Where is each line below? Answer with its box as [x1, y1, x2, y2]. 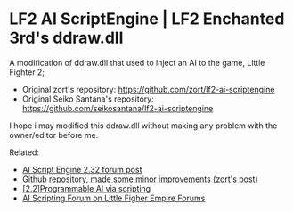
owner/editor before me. [9, 129, 99, 140]
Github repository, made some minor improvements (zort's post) [21, 174, 258, 184]
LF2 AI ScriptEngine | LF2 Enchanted [9, 9, 285, 29]
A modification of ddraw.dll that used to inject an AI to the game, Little [9, 57, 265, 68]
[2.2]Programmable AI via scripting [21, 183, 151, 193]
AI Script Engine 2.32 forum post [21, 164, 142, 175]
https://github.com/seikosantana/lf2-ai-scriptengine [21, 102, 214, 113]
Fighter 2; [9, 67, 45, 77]
